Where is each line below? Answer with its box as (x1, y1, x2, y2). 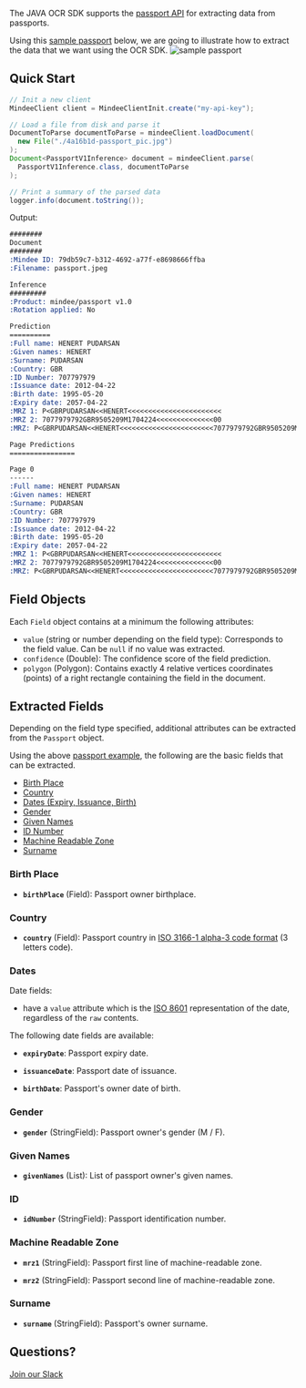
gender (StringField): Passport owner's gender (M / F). (22, 1127, 226, 1138)
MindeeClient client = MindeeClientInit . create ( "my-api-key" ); (9, 104, 255, 113)
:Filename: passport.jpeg (9, 263, 107, 272)
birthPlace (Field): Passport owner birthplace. (22, 888, 197, 900)
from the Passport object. (9, 732, 105, 743)
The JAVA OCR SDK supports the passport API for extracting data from (9, 8, 276, 18)
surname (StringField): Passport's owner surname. (22, 1318, 209, 1329)
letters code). (22, 942, 74, 953)
